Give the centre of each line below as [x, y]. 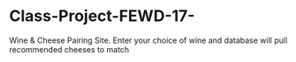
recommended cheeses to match [69, 49]
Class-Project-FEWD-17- [102, 16]
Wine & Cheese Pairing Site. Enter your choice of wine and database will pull [148, 40]
